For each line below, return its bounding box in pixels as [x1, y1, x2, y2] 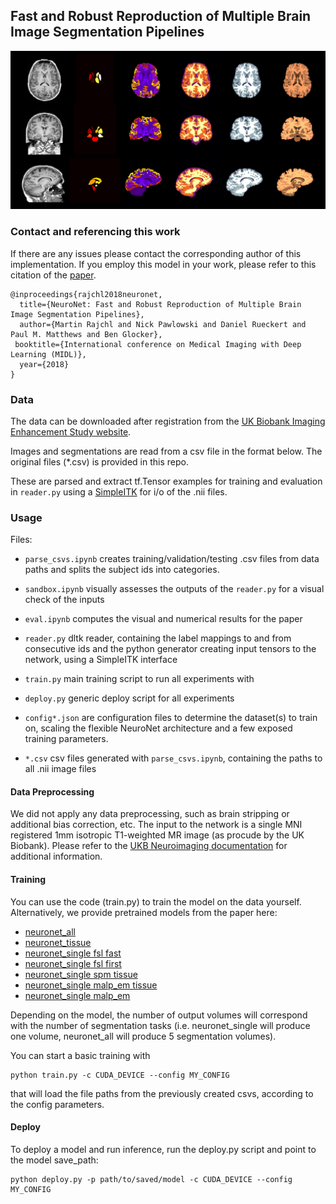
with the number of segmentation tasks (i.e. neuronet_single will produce [10, 1019, 311, 1031]
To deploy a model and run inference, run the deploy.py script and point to [10, 1143, 317, 1155]
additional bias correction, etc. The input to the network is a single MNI [10, 819, 303, 831]
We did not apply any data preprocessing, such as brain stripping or [10, 808, 290, 820]
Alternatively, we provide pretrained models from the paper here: [10, 906, 278, 918]
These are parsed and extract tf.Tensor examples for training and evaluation [10, 475, 323, 487]
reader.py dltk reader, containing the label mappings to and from [24, 632, 292, 644]
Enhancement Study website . [10, 425, 132, 438]
